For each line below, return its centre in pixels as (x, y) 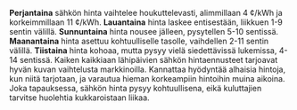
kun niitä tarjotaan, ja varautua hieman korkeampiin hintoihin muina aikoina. (147, 79)
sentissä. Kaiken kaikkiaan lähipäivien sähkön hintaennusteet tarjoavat (148, 60)
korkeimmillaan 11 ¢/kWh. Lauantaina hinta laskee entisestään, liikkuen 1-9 (146, 22)
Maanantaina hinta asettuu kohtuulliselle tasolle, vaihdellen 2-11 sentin (139, 41)
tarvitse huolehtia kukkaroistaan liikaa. (79, 98)
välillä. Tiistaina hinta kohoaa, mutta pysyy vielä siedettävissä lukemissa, (143, 51)
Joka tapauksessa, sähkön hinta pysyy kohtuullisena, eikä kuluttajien (136, 88)
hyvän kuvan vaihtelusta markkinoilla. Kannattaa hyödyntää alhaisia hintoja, (148, 69)
